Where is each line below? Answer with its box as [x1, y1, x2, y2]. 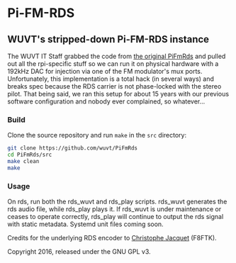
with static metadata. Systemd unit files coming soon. [7, 220, 164, 228]
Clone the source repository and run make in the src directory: [7, 131, 186, 140]
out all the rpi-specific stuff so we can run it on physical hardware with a [7, 60, 219, 68]
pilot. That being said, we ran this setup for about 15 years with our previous [7, 90, 229, 98]
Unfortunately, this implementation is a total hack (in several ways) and [7, 74, 215, 83]
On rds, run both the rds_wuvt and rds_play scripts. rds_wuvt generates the [7, 197, 227, 206]
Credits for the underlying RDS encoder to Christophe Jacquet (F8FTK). [7, 234, 218, 242]
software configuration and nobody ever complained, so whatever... [7, 97, 206, 106]
